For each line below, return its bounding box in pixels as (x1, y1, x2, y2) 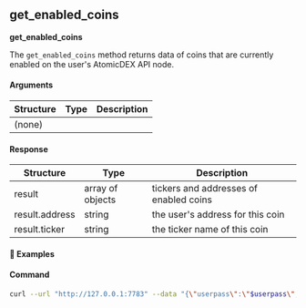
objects (84, 193, 117, 206)
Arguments (9, 79, 54, 90)
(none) (14, 118, 44, 131)
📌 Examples (9, 248, 55, 259)
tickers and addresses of (151, 182, 258, 195)
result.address (14, 209, 76, 221)
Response (9, 143, 48, 154)
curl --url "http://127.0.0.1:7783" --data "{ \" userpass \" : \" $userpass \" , (9, 290, 300, 299)
